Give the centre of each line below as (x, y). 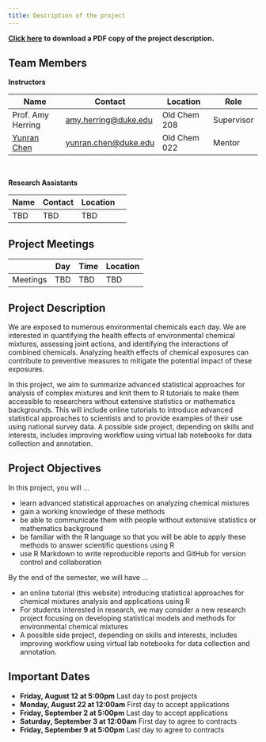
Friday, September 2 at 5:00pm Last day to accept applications (124, 713)
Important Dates (49, 677)
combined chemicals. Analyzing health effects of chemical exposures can (129, 352)
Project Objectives (55, 469)
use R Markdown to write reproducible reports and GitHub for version (133, 553)
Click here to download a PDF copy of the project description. (112, 38)
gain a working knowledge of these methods (92, 511)
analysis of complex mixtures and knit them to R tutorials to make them (124, 393)
